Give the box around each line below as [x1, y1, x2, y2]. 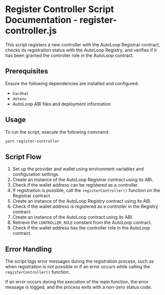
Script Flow [5, 152, 42, 161]
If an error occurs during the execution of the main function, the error [5, 279, 149, 285]
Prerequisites [5, 67, 48, 76]
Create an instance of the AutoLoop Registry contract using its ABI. [12, 198, 152, 204]
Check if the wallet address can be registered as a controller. [12, 182, 139, 188]
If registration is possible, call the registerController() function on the [12, 188, 160, 194]
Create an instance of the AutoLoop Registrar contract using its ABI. [12, 176, 153, 183]
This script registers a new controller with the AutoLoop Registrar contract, [5, 41, 160, 47]
